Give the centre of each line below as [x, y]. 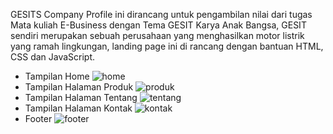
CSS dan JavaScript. [53, 57]
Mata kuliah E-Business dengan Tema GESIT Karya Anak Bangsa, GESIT [158, 25]
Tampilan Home [57, 76]
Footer [38, 118]
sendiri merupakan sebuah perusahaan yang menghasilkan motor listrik [157, 35]
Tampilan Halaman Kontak [78, 108]
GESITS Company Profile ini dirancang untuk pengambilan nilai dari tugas [161, 14]
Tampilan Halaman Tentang [81, 97]
